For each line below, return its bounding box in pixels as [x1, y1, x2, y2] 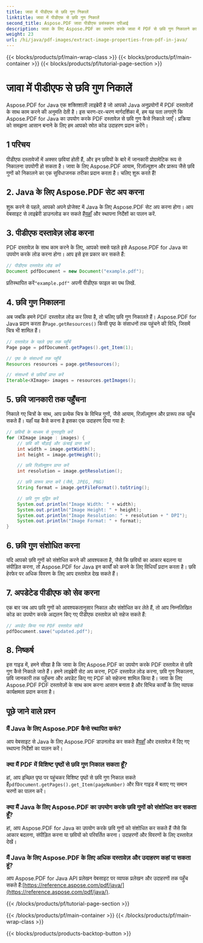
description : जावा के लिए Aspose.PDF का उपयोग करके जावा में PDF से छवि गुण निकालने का [6, 25, 197, 32]
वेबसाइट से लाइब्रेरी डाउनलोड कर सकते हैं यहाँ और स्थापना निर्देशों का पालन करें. [6, 210, 156, 217]
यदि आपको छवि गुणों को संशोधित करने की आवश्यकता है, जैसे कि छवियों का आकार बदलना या [6, 556, 182, 564]
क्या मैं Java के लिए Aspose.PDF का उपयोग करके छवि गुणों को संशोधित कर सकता [6, 803, 196, 811]
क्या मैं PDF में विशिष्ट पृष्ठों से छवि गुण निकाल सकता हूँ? [6, 760, 128, 768]
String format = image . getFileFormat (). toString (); [17, 484, 150, 491]
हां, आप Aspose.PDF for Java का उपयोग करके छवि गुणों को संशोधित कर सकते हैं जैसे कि [6, 824, 187, 831]
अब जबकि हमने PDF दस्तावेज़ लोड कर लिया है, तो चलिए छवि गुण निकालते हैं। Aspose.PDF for [6, 313, 197, 320]
